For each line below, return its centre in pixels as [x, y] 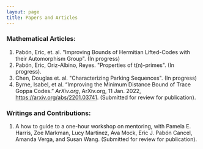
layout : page [23, 12]
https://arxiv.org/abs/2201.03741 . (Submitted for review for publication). [105, 97]
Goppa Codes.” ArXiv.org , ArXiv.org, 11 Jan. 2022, [78, 91]
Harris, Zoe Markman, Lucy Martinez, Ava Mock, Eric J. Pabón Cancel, [104, 133]
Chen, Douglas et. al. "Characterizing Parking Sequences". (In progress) [106, 78]
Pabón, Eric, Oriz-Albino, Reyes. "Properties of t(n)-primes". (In [94, 65]
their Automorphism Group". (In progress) [68, 58]
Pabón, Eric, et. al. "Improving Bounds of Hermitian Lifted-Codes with [103, 52]
